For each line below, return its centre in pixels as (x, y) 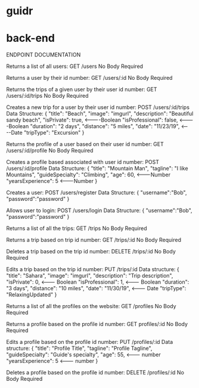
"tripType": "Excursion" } (54, 133)
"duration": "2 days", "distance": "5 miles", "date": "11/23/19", (105, 126)
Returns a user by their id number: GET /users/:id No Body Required (89, 78)
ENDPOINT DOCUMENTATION (43, 55)
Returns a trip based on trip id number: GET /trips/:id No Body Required (94, 240)
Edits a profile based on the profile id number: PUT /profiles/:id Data (90, 342)
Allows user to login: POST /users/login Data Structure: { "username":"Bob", (99, 210)
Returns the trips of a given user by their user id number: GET (82, 89)
